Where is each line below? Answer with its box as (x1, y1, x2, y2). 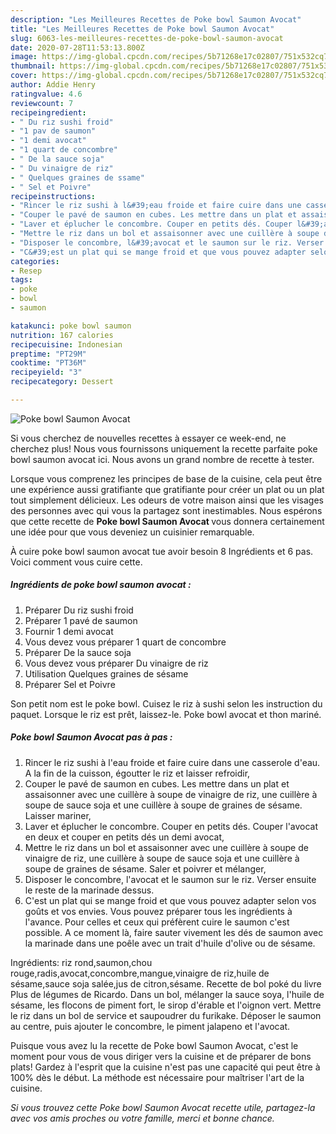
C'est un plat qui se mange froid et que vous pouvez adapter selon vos (24, 894, 317, 906)
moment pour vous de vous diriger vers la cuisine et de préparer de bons (10, 1050, 312, 1062)
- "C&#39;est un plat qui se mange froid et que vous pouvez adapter (10, 247, 307, 257)
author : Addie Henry (10, 80, 97, 90)
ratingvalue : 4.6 (10, 89, 83, 99)
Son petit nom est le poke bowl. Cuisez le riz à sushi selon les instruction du (10, 697, 323, 710)
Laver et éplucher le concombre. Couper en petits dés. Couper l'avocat (24, 820, 319, 832)
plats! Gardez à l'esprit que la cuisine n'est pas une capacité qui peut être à (10, 1061, 321, 1073)
